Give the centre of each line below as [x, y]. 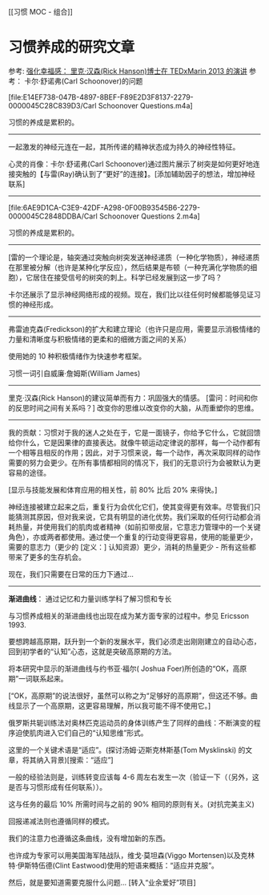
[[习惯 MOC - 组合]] [41, 12]
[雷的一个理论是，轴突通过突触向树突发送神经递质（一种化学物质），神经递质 [134, 257]
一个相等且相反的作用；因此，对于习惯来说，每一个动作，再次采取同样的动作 [134, 452]
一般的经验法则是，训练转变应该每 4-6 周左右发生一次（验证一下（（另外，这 [134, 777]
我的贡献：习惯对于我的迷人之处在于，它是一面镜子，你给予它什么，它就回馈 [134, 432]
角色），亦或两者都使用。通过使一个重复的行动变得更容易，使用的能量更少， [133, 537]
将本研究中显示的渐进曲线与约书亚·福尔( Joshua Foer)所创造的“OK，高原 [128, 668]
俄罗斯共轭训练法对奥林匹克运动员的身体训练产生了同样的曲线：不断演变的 [131, 722]
